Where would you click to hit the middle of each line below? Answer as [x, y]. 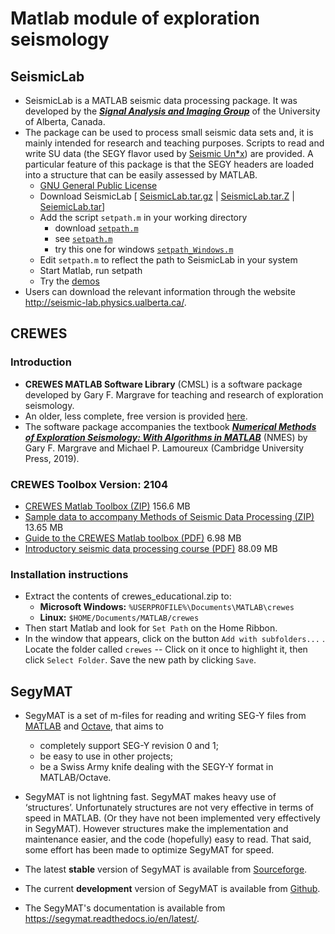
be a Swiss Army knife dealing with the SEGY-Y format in [156, 767]
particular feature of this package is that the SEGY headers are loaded [169, 164]
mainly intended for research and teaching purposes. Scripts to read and [174, 143]
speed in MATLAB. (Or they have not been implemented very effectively [172, 818]
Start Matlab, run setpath [91, 270]
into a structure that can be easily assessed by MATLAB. [141, 175]
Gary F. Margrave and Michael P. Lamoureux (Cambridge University [164, 448]
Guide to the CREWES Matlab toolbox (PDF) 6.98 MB [133, 538]
